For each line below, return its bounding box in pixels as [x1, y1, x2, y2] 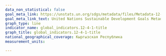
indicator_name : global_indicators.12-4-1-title [5, 26, 107, 30]
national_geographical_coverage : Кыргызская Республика [5, 35, 123, 40]
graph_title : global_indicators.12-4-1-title [5, 30, 100, 35]
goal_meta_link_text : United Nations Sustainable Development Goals [5, 16, 149, 21]
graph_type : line [5, 21, 41, 26]
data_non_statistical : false [5, 7, 65, 12]
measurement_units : [5, 39, 45, 44]
